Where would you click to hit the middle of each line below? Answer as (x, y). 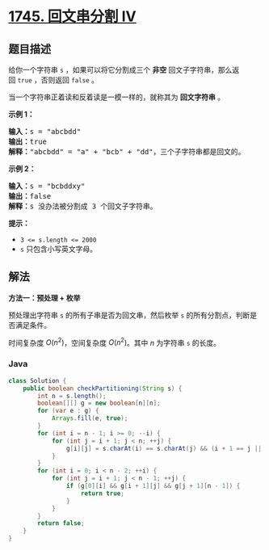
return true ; (103, 493)
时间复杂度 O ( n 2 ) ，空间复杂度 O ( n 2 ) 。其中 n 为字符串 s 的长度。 (114, 342)
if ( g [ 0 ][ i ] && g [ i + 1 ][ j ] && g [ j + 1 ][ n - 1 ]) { (153, 486)
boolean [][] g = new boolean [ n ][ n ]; (99, 403)
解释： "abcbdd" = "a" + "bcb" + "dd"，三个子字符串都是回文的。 (127, 151)
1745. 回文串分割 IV (72, 17)
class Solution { (38, 380)
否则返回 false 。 (70, 80)
